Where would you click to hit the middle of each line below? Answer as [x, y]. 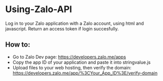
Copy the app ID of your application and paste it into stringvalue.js [81, 62]
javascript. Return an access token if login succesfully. [62, 28]
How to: [18, 45]
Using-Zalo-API [39, 9]
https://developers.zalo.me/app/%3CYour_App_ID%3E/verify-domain [85, 73]
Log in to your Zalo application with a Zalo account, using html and [75, 23]
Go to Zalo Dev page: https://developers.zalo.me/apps [69, 57]
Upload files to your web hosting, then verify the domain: [72, 67]
